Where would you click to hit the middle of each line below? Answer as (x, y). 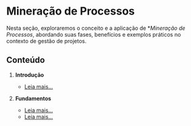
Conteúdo (26, 60)
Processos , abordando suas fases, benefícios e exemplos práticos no (94, 34)
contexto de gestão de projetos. (46, 41)
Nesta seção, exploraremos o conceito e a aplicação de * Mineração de (96, 28)
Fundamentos (33, 98)
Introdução (30, 75)
